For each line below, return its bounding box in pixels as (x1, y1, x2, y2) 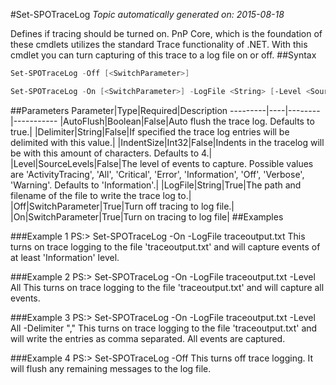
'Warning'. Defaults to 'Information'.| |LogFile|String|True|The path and (10, 179, 302, 191)
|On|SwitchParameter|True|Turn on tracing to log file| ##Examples (10, 210, 284, 223)
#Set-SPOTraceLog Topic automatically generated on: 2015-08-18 (10, 9, 285, 20)
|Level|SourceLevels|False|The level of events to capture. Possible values (10, 157, 314, 169)
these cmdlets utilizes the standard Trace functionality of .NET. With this (10, 39, 308, 50)
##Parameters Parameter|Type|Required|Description (10, 104, 228, 116)
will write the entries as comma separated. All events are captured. (10, 332, 286, 344)
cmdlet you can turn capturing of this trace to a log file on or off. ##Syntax (10, 49, 317, 61)
